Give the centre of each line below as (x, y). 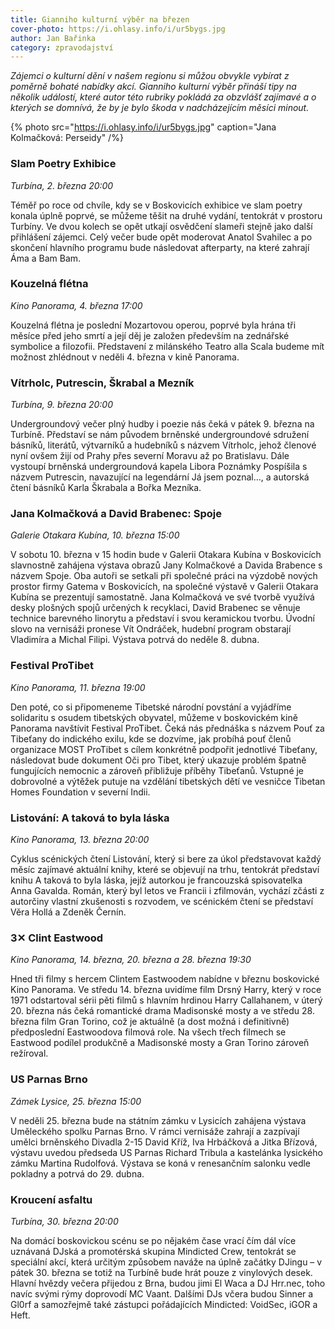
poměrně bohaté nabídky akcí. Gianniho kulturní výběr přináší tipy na (153, 87)
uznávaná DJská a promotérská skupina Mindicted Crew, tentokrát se (153, 1251)
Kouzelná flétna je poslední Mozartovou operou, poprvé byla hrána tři (153, 325)
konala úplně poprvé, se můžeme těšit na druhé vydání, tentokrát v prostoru (166, 215)
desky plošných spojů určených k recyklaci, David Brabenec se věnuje (155, 608)
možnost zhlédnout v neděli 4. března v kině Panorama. (125, 357)
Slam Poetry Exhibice (63, 164)
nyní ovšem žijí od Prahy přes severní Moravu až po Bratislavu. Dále (150, 456)
